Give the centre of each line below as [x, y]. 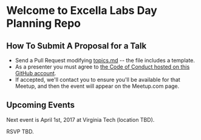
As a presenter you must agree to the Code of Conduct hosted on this [102, 67]
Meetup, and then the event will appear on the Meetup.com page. [97, 86]
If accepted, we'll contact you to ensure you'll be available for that [97, 80]
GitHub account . [36, 73]
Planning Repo [43, 23]
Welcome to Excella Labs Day [82, 11]
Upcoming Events [40, 105]
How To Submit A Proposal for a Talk [77, 46]
